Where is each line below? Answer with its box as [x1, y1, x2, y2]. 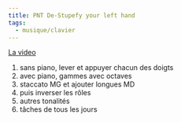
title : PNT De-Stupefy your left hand [8, 11, 135, 20]
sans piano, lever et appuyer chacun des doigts [19, 63, 174, 72]
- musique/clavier [15, 26, 76, 34]
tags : [8, 19, 26, 27]
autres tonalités [19, 96, 70, 106]
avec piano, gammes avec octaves [19, 72, 132, 81]
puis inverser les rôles [19, 88, 91, 98]
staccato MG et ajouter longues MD [19, 79, 135, 89]
